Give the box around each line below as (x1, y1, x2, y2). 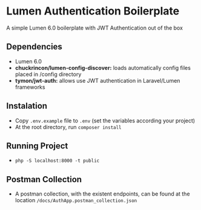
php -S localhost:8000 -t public (15, 158, 100, 164)
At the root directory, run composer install (15, 123, 122, 130)
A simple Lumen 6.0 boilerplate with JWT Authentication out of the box (6, 24, 183, 31)
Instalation (6, 101, 47, 111)
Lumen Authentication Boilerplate (6, 4, 180, 18)
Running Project (6, 141, 68, 151)
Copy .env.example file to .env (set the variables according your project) (15, 116, 196, 124)
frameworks (15, 83, 45, 91)
